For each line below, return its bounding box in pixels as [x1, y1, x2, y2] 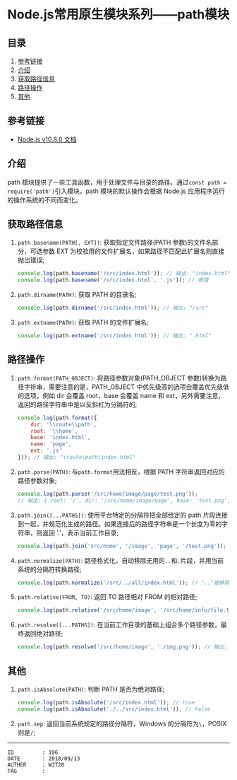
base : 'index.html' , [30, 434, 91, 441]
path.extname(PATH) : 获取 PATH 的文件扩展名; [17, 318, 150, 327]
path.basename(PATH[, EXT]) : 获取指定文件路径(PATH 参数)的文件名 [17, 238, 212, 247]
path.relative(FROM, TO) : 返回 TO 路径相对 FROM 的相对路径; [17, 593, 197, 601]
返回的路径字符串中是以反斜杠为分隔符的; [17, 400, 138, 409]
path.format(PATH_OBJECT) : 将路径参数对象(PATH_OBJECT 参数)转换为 [17, 373, 221, 382]
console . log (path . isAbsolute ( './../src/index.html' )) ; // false [17, 705, 211, 713]
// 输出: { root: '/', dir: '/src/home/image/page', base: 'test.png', [17, 496, 231, 504]
